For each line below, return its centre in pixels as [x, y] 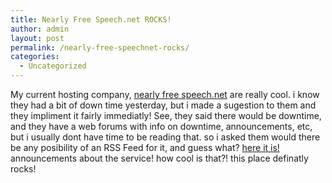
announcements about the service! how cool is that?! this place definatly [159, 158]
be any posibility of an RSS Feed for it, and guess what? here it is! [145, 147]
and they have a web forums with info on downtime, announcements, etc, [161, 126]
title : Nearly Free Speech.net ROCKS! [91, 19]
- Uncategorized [53, 66]
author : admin [40, 29]
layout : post [37, 38]
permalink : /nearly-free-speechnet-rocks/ [100, 47]
